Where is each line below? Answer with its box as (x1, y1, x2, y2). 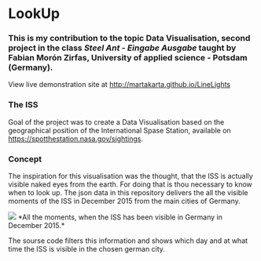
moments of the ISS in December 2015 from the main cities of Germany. (8, 197, 241, 206)
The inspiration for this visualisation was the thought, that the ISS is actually (8, 172, 253, 181)
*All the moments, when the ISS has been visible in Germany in (17, 212, 222, 222)
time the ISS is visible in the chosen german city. (8, 245, 165, 254)
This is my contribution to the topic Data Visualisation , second (8, 33, 251, 44)
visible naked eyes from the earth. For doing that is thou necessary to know (8, 179, 253, 189)
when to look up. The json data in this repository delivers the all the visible (8, 188, 248, 198)
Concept (8, 154, 42, 165)
